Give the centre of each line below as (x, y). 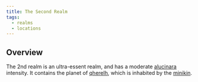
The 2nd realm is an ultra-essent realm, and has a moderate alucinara (92, 67)
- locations (26, 28)
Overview (25, 52)
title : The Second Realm (37, 12)
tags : (13, 17)
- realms (22, 23)
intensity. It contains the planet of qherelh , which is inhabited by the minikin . (99, 73)
